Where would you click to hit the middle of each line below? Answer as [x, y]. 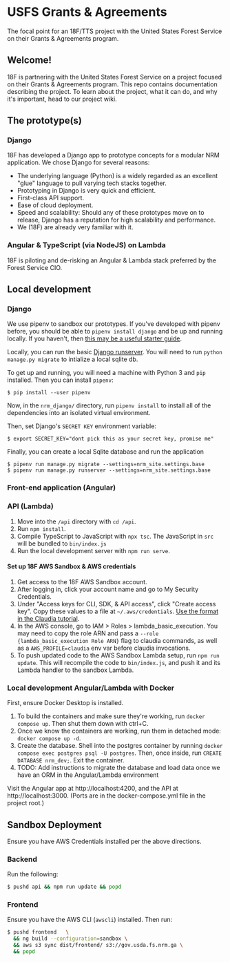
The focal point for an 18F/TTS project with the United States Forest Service [115, 31]
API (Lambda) [30, 506]
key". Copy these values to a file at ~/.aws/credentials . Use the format [118, 611]
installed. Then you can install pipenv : [60, 380]
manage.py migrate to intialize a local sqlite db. [73, 359]
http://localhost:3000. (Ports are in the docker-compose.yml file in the [106, 796]
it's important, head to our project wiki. [62, 99]
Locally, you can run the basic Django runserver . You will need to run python [115, 352]
